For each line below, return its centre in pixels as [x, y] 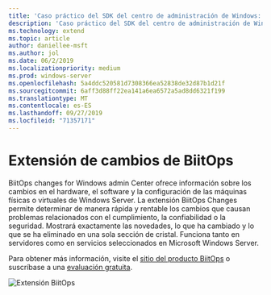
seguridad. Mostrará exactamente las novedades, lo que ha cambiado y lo [131, 226]
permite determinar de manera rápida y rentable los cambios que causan [129, 208]
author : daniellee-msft [48, 46]
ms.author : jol [34, 53]
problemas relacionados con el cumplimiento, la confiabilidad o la [117, 217]
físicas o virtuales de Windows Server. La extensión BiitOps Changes [123, 200]
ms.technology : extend [46, 31]
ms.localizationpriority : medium [65, 69]
